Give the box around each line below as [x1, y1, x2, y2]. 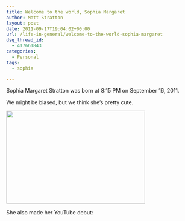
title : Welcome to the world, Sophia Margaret [6, 8, 125, 15]
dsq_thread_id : [6, 37, 45, 43]
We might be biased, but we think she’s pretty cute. [6, 99, 134, 106]
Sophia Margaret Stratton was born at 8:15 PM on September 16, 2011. [6, 87, 180, 94]
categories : [6, 48, 36, 54]
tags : [6, 59, 20, 65]
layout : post [6, 20, 39, 26]
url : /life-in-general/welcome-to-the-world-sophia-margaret [6, 31, 163, 38]
